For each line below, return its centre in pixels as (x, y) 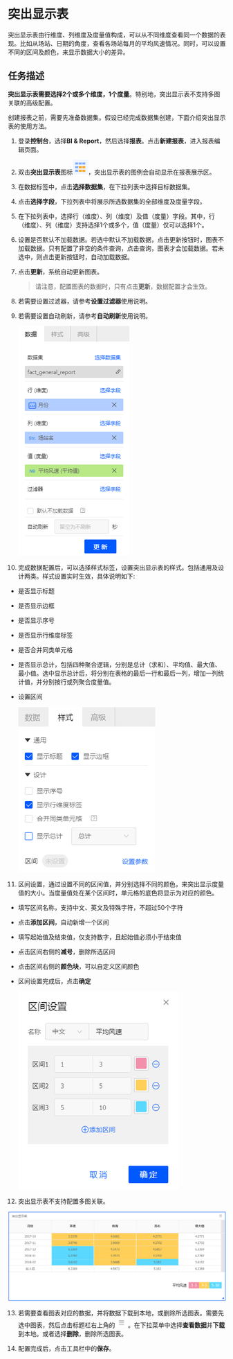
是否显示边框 (36, 605)
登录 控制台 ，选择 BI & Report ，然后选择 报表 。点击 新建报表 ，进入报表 (116, 141)
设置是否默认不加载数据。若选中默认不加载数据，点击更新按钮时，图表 (118, 239)
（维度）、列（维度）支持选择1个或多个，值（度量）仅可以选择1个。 (113, 225)
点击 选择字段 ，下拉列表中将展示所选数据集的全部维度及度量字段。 (112, 201)
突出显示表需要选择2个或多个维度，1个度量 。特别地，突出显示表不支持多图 (114, 94)
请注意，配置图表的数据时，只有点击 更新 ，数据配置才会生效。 (123, 286)
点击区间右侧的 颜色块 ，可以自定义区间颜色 (78, 966)
